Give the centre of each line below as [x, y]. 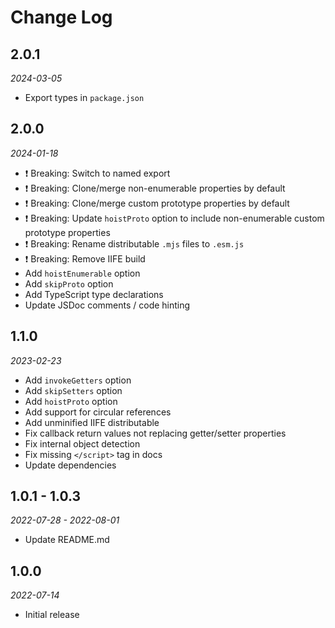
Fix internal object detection [82, 443]
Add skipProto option [69, 283]
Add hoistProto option [71, 401]
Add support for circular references [98, 412]
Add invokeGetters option [78, 380]
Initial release [52, 615]
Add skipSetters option [73, 390]
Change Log [61, 17]
